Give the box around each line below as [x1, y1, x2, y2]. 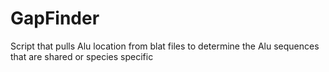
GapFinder [10, 7, 100, 30]
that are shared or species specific [10, 50, 154, 62]
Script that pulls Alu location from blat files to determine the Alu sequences [10, 40, 320, 52]
